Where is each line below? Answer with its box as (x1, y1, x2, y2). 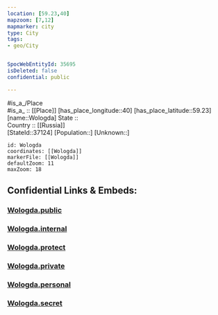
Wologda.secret (7, 298, 62, 308)
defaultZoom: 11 (7, 160, 54, 167)
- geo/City (7, 42, 39, 49)
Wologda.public (7, 205, 62, 215)
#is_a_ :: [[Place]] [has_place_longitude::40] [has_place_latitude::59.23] (7, 106, 212, 114)
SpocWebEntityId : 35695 (7, 61, 76, 68)
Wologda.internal (7, 224, 67, 233)
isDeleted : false (7, 67, 58, 74)
